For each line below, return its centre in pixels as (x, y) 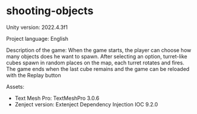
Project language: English (37, 38)
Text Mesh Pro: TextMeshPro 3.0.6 (57, 98)
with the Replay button (34, 75)
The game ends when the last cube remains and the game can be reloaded (98, 69)
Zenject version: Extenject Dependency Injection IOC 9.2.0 (86, 104)
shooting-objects (50, 11)
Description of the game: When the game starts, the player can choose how (99, 50)
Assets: (15, 86)
